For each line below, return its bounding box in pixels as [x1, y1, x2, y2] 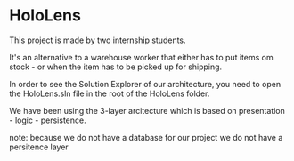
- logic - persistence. [9, 115, 86, 125]
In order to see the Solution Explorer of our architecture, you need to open [9, 78, 282, 89]
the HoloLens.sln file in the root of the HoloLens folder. [9, 88, 210, 99]
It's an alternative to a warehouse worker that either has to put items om [9, 52, 274, 62]
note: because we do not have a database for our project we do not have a [9, 132, 283, 142]
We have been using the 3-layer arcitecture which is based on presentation [9, 105, 285, 116]
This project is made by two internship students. [9, 35, 186, 45]
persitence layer [9, 141, 69, 152]
